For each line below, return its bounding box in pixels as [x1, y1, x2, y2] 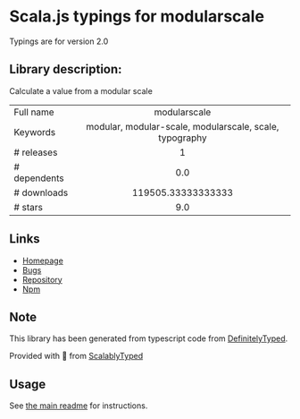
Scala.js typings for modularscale [9, 6, 265, 27]
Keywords [13, 125, 56, 138]
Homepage [21, 255, 64, 266]
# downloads [13, 186, 69, 199]
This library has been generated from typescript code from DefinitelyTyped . [9, 333, 288, 344]
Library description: [9, 62, 122, 77]
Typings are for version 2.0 [9, 36, 109, 47]
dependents [13, 172, 64, 184]
